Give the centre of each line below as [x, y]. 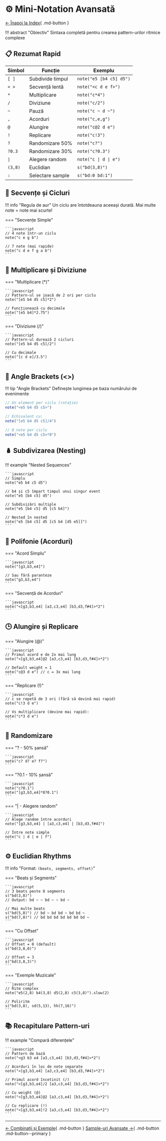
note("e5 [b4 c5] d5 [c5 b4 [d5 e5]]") [46, 522]
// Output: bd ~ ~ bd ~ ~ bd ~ [37, 900]
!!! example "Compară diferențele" [40, 1040]
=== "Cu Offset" [22, 931]
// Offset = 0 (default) [31, 944]
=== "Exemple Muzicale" [31, 975]
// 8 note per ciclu [26, 430]
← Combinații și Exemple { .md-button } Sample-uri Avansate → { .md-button [82, 1128]
